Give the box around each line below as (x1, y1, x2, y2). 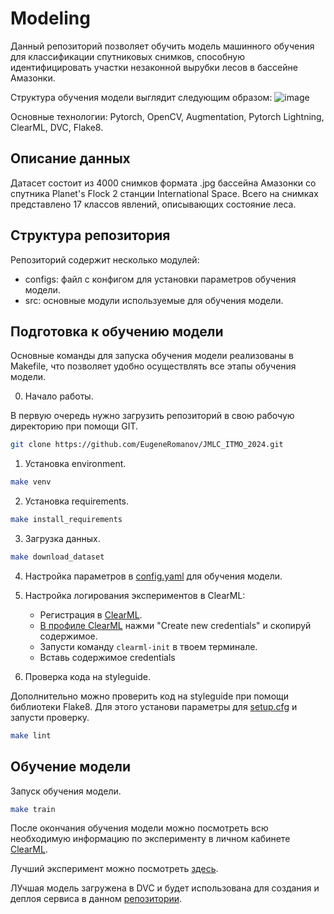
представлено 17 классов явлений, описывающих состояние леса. (10, 198, 297, 210)
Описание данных (10, 150, 131, 167)
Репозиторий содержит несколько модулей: (10, 253, 200, 266)
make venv (10, 477, 52, 487)
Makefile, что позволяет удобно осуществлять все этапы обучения (10, 360, 297, 372)
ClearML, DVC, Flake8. (10, 121, 104, 133)
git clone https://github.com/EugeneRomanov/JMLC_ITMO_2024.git (10, 440, 284, 450)
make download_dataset (10, 552, 105, 562)
